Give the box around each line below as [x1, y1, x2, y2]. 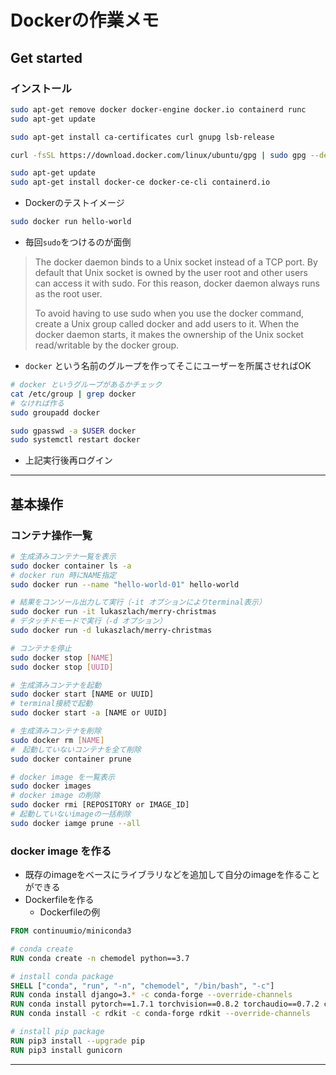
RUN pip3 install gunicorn [10, 1045, 123, 1055]
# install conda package [10, 971, 114, 981]
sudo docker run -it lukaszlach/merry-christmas [10, 607, 217, 617]
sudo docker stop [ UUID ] [10, 662, 114, 672]
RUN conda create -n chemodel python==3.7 [10, 953, 190, 963]
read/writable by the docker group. [34, 339, 180, 351]
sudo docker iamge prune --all [10, 818, 141, 828]
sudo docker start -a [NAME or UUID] [10, 708, 168, 718]
